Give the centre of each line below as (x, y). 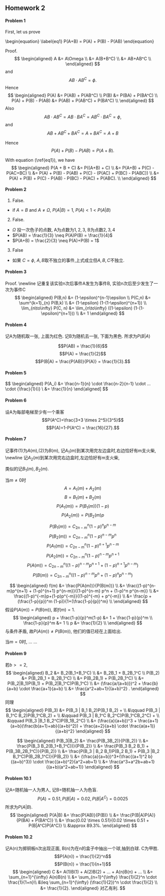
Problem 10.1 (18, 778)
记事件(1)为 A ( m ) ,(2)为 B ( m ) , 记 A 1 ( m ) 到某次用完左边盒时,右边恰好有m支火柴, (81, 451)
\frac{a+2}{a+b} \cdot (106, 726)
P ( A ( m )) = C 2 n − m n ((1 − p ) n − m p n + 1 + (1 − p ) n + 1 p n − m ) (83, 565)
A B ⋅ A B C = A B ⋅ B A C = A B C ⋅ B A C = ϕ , (83, 116)
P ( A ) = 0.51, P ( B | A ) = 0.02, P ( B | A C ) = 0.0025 (83, 798)
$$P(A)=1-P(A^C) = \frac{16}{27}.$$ (83, 428)
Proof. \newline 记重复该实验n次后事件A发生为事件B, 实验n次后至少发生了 (80, 283)
